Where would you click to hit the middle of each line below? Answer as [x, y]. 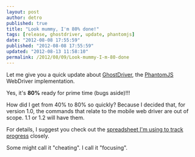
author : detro [24, 18]
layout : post [23, 12]
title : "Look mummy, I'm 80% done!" [53, 29]
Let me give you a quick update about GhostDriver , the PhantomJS [90, 74]
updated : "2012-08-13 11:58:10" [47, 52]
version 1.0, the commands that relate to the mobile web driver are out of [97, 111]
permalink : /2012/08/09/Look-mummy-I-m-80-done [68, 57]
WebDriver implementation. [41, 81]
